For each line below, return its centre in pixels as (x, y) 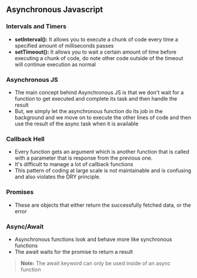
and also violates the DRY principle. (58, 177)
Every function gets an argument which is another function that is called (102, 152)
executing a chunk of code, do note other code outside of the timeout (99, 58)
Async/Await (25, 226)
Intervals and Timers (36, 27)
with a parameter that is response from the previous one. (84, 158)
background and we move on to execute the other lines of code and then (103, 117)
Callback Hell (26, 139)
